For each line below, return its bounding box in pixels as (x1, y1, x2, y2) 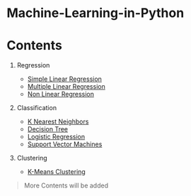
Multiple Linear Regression (27, 82, 105, 91)
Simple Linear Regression (27, 75, 102, 83)
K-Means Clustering (27, 168, 86, 176)
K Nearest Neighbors (27, 117, 89, 126)
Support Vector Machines (27, 140, 103, 148)
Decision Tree (27, 125, 69, 134)
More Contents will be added (23, 181, 109, 190)
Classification (16, 104, 57, 112)
